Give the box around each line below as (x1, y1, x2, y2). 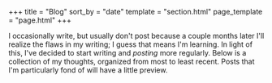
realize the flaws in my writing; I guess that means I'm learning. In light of (8, 39, 253, 49)
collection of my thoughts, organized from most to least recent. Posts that (8, 56, 255, 66)
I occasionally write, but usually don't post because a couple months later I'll (8, 31, 265, 40)
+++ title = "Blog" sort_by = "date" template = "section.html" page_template (8, 7, 263, 16)
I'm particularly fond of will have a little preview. (8, 65, 168, 75)
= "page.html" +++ (8, 15, 71, 25)
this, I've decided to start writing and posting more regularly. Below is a (8, 48, 247, 57)
